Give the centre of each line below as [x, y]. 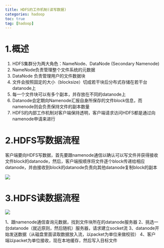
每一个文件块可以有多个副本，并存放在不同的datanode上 [69, 94]
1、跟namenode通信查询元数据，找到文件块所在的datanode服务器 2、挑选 [80, 222]
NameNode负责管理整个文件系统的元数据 [54, 70]
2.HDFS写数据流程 [42, 141]
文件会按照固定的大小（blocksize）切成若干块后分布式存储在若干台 [80, 82]
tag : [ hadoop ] [20, 23]
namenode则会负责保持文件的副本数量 [51, 107]
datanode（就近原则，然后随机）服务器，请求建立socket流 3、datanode [82, 228]
